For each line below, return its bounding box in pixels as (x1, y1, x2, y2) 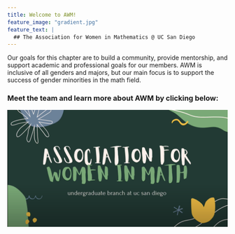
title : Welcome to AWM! (7, 11, 77, 18)
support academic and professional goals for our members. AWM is (7, 61, 203, 69)
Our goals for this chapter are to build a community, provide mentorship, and (7, 53, 228, 62)
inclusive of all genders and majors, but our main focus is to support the (7, 69, 215, 77)
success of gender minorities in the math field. (7, 76, 141, 84)
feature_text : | (7, 26, 55, 33)
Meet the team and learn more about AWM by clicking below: (7, 93, 219, 103)
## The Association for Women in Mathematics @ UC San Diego (13, 34, 196, 41)
